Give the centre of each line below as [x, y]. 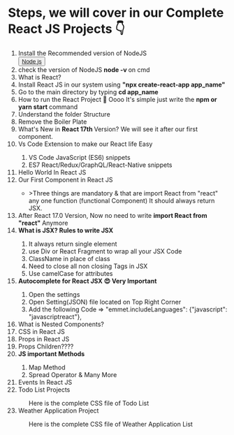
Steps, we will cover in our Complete [116, 13]
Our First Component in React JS [65, 179]
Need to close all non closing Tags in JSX [88, 266]
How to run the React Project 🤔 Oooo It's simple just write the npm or [117, 99]
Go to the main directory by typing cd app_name [88, 91]
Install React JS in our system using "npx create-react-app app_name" [122, 84]
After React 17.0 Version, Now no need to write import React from [112, 215]
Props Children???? [46, 346]
